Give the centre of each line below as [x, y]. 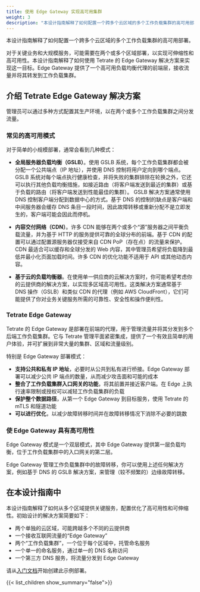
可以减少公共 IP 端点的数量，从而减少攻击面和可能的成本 [89, 376]
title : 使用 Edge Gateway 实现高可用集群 [54, 12]
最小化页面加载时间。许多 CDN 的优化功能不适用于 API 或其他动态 [106, 257]
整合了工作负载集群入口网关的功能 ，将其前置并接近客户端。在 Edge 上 [101, 384]
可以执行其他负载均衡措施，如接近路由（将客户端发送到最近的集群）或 [101, 184]
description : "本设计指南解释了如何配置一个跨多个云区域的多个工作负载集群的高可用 [98, 23]
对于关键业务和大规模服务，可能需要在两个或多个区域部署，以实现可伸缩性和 [100, 53]
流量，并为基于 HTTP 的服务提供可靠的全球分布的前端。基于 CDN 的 [104, 234]
